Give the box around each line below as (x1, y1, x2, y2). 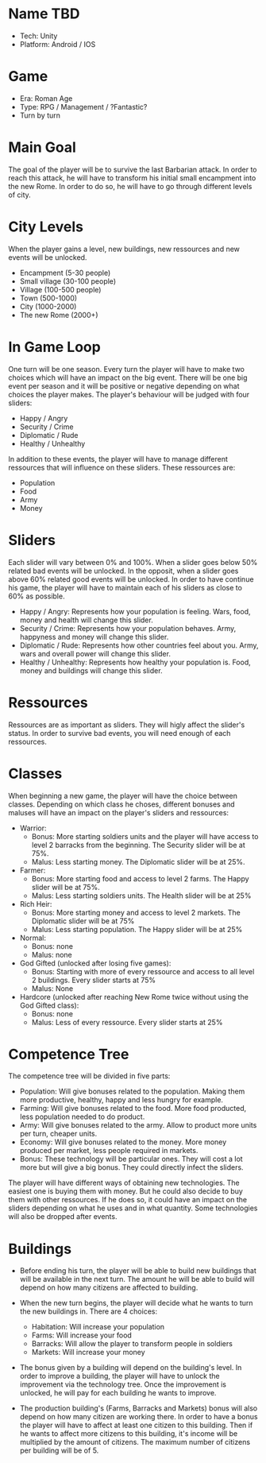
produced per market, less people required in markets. (19, 1146, 199, 1155)
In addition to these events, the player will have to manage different (8, 454, 228, 463)
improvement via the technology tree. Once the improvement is (19, 1380, 226, 1389)
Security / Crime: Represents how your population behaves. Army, (19, 623, 237, 633)
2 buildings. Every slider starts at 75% (31, 975, 156, 985)
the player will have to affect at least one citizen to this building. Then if (19, 1420, 253, 1430)
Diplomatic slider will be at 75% (31, 915, 135, 926)
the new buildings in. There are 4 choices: (19, 1306, 157, 1316)
